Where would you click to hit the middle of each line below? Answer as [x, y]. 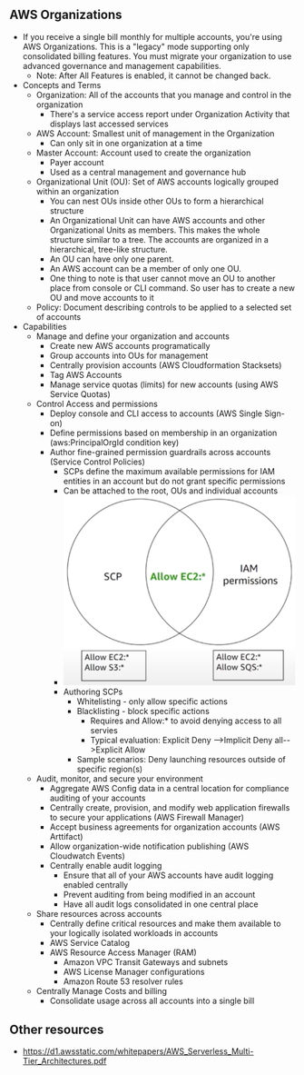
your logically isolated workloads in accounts [134, 933]
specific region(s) [110, 769]
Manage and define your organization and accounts [132, 336]
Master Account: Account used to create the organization [143, 153]
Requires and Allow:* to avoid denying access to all [186, 721]
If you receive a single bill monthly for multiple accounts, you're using [152, 36]
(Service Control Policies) [97, 462]
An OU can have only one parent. [112, 259]
